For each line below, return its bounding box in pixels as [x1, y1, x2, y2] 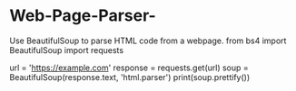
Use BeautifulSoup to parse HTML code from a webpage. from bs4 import [9, 35, 287, 46]
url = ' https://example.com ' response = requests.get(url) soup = [9, 62, 250, 73]
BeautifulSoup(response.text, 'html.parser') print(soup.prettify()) [9, 71, 251, 82]
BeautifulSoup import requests [9, 44, 124, 55]
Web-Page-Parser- [9, 5, 156, 26]
